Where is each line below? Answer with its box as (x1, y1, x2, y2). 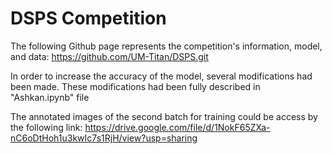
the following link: (10, 121, 83, 133)
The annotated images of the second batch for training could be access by (10, 110, 318, 122)
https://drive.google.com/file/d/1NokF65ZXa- (84, 121, 271, 133)
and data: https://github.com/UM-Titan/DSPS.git (10, 50, 209, 62)
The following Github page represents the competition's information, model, (10, 40, 323, 52)
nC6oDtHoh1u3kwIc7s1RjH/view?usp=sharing (10, 132, 198, 144)
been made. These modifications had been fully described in (10, 80, 261, 92)
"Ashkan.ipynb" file (10, 91, 90, 103)
